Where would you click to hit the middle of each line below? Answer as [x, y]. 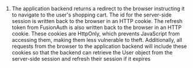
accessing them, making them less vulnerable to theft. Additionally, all [97, 40]
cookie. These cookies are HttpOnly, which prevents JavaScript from [96, 34]
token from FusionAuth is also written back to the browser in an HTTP [96, 27]
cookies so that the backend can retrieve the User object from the [92, 52]
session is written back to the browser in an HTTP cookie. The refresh [97, 21]
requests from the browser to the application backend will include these [99, 46]
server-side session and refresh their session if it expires [81, 59]
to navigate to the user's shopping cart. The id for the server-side [91, 15]
